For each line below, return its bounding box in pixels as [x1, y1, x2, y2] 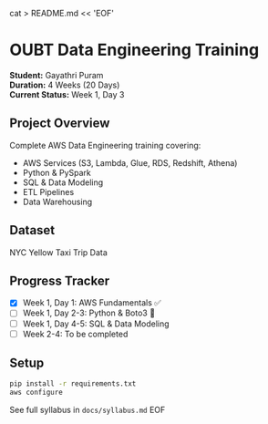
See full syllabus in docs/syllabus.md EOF [9, 405, 166, 416]
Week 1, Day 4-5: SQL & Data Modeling [22, 318, 170, 329]
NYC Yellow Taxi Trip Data [9, 246, 108, 258]
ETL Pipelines [22, 186, 75, 197]
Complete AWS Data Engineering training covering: [9, 140, 201, 150]
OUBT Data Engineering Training [9, 40, 260, 60]
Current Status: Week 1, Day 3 [9, 88, 125, 99]
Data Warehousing [22, 196, 93, 207]
